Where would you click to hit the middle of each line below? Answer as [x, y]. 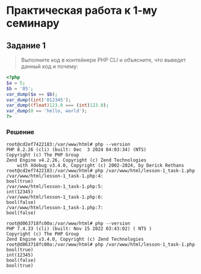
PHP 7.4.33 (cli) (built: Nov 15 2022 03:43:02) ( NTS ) [79, 229]
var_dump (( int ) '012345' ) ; [39, 100]
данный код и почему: [49, 66]
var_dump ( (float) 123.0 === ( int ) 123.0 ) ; [58, 105]
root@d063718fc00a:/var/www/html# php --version [68, 223]
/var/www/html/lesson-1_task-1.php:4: [55, 176]
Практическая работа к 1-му [82, 11]
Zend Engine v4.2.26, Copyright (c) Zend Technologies [76, 160]
